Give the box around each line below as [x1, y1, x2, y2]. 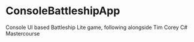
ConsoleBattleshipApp [5, 4, 120, 18]
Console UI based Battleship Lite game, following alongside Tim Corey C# [5, 24, 188, 31]
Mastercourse [5, 30, 40, 37]
